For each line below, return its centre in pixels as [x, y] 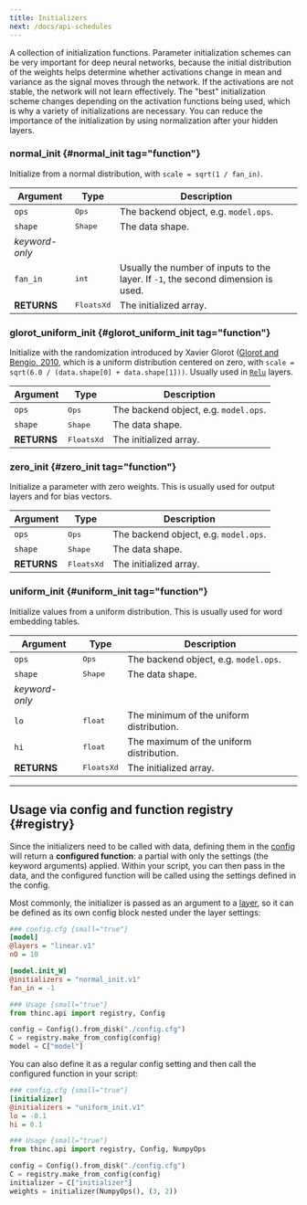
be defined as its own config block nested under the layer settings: [135, 912]
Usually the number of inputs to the [196, 268]
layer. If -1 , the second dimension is [196, 279]
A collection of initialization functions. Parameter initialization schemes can [150, 52]
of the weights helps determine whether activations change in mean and [146, 72]
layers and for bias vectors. [61, 497]
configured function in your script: [74, 1073]
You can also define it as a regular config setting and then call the [133, 1064]
